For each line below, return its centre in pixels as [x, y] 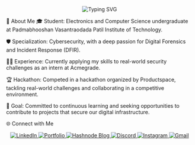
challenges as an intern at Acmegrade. [53, 68]
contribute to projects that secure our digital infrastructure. [78, 112]
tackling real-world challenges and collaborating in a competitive [85, 88]
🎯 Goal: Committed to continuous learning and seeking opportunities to [93, 106]
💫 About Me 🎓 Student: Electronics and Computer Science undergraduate [97, 21]
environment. [22, 94]
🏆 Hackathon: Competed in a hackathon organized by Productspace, [91, 80]
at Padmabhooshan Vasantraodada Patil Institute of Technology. [84, 30]
